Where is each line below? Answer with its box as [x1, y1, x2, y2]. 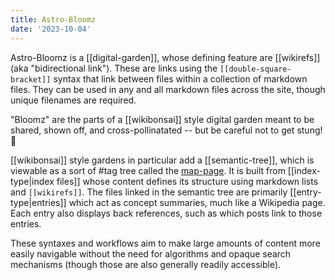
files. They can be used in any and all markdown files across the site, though [10, 83, 326, 95]
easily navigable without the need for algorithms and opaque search [10, 247, 292, 260]
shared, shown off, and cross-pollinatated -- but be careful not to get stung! [10, 124, 323, 136]
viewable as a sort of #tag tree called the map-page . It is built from [10, 164, 286, 176]
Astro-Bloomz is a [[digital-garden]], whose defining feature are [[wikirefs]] [10, 51, 321, 63]
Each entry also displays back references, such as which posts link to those [10, 207, 323, 219]
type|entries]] [10, 196, 67, 208]
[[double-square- [219, 64, 292, 74]
